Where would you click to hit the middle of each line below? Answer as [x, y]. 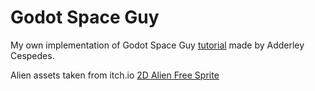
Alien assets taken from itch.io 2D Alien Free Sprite [115, 75]
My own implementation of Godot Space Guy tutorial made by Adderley [157, 45]
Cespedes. [32, 55]
